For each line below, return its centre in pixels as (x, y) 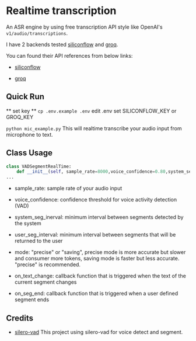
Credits (20, 318)
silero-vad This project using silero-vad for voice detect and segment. (99, 332)
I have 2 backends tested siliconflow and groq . (62, 44)
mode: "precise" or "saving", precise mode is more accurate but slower (100, 252)
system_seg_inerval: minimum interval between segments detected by (99, 217)
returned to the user (38, 241)
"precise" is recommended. (47, 265)
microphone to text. (30, 134)
